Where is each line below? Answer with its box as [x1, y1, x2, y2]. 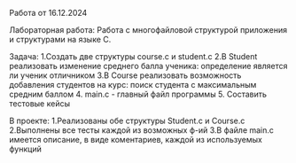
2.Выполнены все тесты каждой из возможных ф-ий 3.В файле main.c [9, 125, 275, 136]
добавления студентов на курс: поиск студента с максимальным [9, 80, 257, 89]
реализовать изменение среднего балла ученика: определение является [9, 61, 288, 71]
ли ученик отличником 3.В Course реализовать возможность [9, 70, 242, 81]
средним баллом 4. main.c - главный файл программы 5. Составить [9, 89, 268, 99]
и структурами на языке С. [9, 35, 112, 44]
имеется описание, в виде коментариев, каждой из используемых [9, 135, 263, 144]
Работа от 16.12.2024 [9, 8, 88, 18]
